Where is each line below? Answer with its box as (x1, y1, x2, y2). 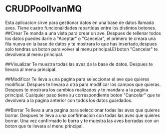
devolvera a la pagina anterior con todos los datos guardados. (5, 97, 133, 103)
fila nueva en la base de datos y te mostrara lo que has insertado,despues (5, 40, 157, 46)
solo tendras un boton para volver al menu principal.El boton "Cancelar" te (5, 46, 158, 52)
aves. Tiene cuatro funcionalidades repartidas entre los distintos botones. (5, 24, 157, 30)
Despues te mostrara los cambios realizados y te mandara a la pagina (5, 86, 149, 92)
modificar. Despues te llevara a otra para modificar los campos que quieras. (5, 81, 161, 87)
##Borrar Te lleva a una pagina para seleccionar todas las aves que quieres (5, 107, 160, 113)
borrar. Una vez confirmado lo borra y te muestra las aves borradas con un (5, 117, 159, 123)
